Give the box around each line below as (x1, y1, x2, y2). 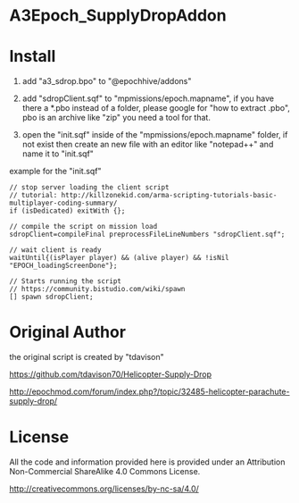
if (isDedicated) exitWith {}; (9, 206, 126, 215)
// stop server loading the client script (9, 183, 170, 192)
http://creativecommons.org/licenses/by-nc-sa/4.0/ (9, 483, 199, 494)
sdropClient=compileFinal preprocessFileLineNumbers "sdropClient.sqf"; (9, 230, 286, 239)
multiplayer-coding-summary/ (9, 198, 118, 208)
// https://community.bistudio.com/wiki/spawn (9, 285, 186, 294)
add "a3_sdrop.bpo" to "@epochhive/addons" (21, 76, 192, 87)
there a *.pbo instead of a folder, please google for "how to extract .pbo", (21, 103, 290, 113)
